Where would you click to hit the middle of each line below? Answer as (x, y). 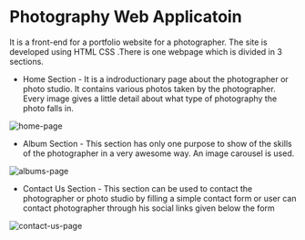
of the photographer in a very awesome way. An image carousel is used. (158, 153)
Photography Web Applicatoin (126, 17)
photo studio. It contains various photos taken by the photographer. (149, 89)
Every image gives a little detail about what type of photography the (150, 99)
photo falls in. (48, 108)
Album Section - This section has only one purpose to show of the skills (158, 143)
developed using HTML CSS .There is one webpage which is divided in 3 (146, 51)
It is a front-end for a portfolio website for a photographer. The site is (138, 42)
